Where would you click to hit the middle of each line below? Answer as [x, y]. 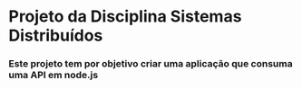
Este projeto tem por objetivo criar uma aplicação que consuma [151, 64]
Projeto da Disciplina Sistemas [125, 17]
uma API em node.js [54, 76]
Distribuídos [56, 36]
